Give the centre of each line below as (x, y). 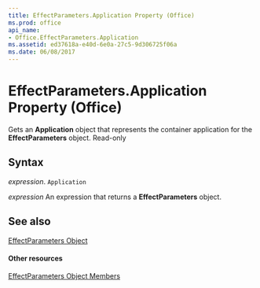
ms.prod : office (35, 23)
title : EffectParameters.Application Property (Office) (101, 15)
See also (29, 222)
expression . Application (47, 181)
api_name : (24, 30)
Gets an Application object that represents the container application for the (130, 129)
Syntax (26, 162)
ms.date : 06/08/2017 (42, 52)
